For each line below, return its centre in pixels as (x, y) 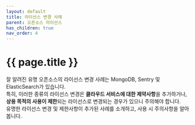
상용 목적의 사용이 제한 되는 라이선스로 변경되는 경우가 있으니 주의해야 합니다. (93, 102)
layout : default (26, 11)
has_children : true (30, 28)
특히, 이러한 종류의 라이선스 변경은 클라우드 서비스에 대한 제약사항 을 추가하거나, (97, 94)
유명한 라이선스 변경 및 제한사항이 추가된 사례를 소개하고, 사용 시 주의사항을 (92, 109)
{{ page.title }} (42, 62)
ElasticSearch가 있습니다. (36, 87)
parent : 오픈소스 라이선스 (34, 22)
